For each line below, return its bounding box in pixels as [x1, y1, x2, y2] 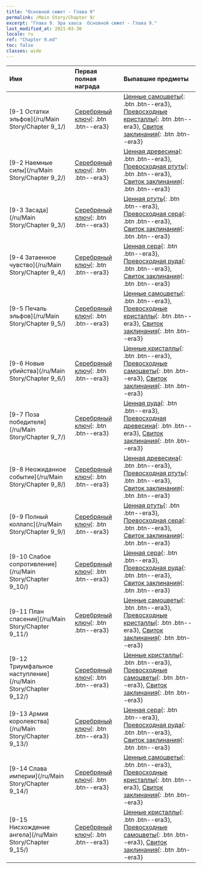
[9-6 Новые [9, 359, 45, 367]
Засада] [25, 206, 49, 214]
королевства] [9, 717, 49, 725]
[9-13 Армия [9, 709, 49, 717]
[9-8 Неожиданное [9, 465, 67, 473]
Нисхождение [9, 823, 50, 831]
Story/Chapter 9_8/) [9, 480, 66, 488]
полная [75, 75, 97, 83]
